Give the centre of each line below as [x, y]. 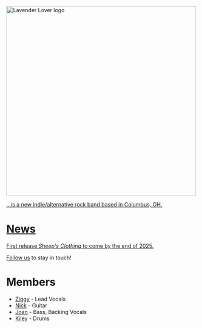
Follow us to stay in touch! [39, 258]
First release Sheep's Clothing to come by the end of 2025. [80, 245]
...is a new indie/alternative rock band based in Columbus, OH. [84, 204]
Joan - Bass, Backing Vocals [51, 312]
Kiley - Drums [32, 318]
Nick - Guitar [31, 305]
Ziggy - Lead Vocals [40, 299]
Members [31, 282]
